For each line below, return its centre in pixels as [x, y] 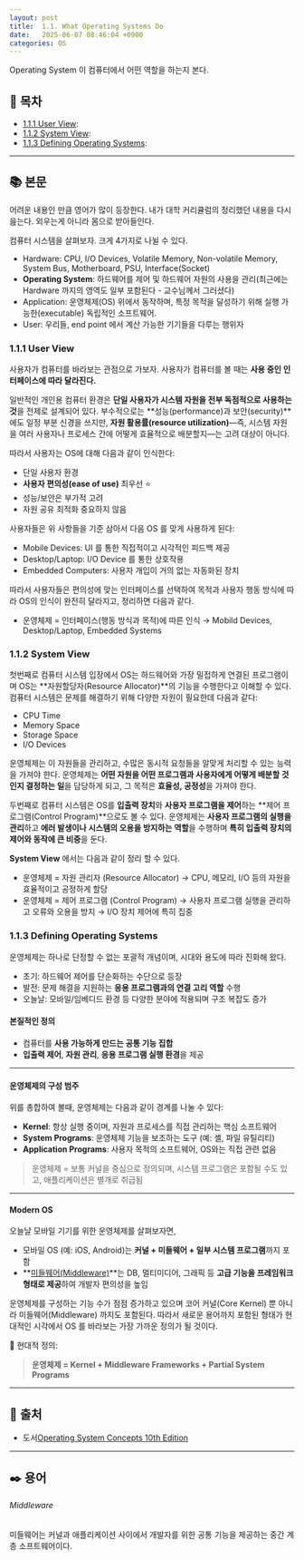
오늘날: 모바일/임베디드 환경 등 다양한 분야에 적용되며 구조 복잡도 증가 [144, 999]
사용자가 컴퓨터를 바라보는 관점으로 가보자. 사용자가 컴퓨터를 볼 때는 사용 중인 [146, 369]
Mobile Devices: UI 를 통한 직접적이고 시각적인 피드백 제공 [126, 548]
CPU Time [42, 716]
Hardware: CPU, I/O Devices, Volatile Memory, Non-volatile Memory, [150, 258]
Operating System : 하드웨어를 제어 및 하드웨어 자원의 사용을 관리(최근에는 [155, 278]
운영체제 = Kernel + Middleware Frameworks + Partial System [148, 1365]
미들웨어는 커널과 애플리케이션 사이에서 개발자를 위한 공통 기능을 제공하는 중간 [147, 1535]
